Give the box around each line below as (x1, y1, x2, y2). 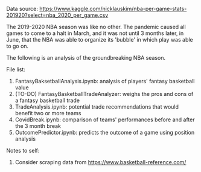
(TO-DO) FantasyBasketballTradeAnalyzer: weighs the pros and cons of (14, 91, 194, 97)
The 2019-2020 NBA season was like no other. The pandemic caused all (6, 24, 186, 30)
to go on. (6, 42, 29, 49)
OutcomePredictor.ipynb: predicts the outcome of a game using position (14, 129, 195, 136)
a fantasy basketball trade (14, 97, 80, 104)
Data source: (6, 5, 38, 12)
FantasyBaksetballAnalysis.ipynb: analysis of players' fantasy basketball (14, 78, 195, 84)
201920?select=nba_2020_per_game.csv (6, 11, 109, 19)
